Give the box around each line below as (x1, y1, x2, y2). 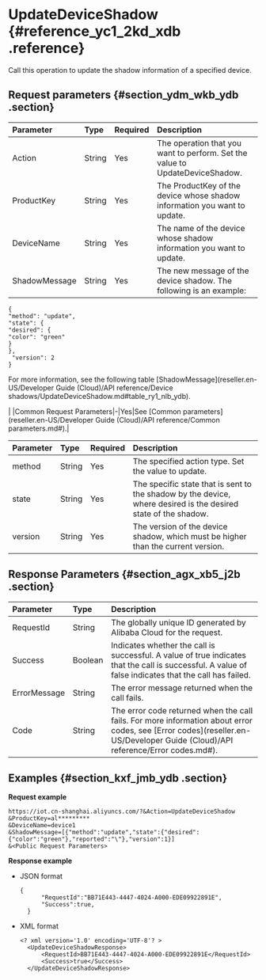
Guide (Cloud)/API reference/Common (95, 415, 220, 424)
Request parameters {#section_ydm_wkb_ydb (8, 89, 239, 102)
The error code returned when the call (110, 705, 253, 716)
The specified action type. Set (132, 455, 245, 466)
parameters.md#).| (8, 424, 70, 433)
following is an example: (157, 285, 247, 296)
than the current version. (132, 541, 225, 552)
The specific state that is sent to (132, 478, 252, 489)
